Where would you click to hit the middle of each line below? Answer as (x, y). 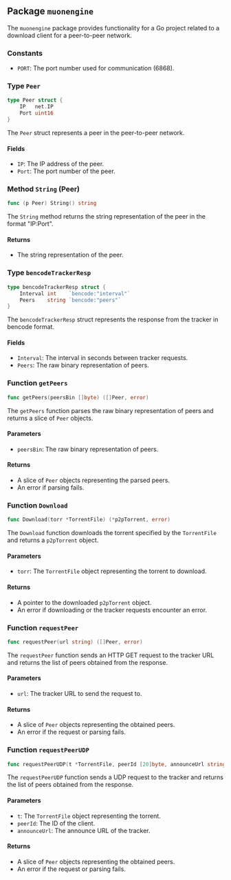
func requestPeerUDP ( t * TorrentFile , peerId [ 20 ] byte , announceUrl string (117, 764)
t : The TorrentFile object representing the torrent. (89, 816)
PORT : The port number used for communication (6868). (96, 68)
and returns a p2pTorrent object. (53, 540)
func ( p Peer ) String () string (52, 203)
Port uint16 (36, 113)
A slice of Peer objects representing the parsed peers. (93, 480)
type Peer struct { (35, 100)
